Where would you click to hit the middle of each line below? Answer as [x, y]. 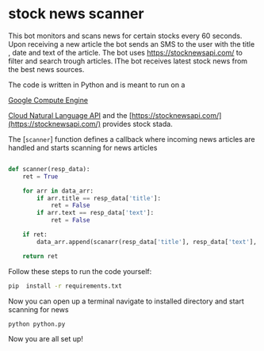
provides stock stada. [138, 124]
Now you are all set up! [46, 339]
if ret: [35, 235]
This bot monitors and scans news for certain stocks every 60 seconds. [125, 36]
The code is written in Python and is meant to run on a [97, 85]
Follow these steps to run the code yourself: [80, 271]
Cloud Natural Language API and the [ [70, 115]
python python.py [37, 324]
